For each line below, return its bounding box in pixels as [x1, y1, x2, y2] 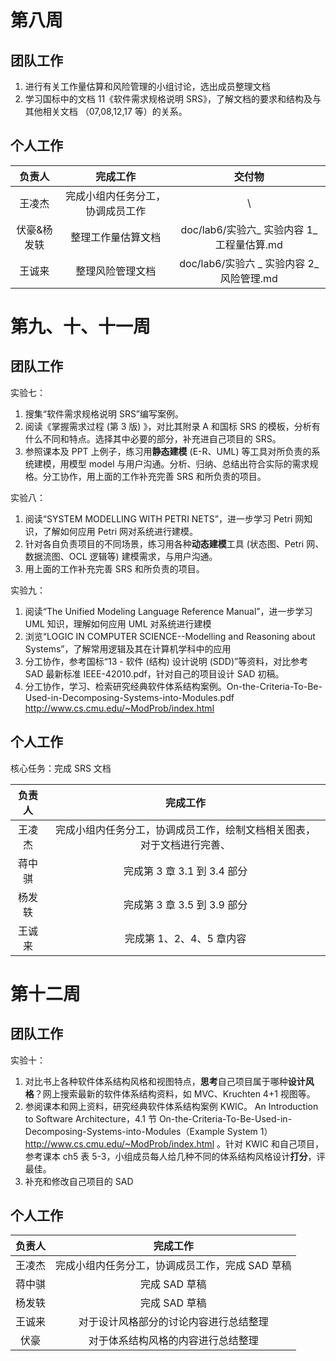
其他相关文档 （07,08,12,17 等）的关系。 [24, 106, 188, 117]
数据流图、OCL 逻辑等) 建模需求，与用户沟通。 [24, 550, 218, 562]
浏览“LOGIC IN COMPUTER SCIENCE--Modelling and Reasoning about [24, 630, 316, 642]
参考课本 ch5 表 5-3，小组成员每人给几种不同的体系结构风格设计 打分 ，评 [24, 1150, 326, 1162]
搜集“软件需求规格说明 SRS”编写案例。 [24, 407, 185, 420]
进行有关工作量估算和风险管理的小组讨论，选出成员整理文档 [24, 81, 271, 92]
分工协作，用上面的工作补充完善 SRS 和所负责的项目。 [42, 470, 267, 482]
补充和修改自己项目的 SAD [24, 1175, 134, 1187]
